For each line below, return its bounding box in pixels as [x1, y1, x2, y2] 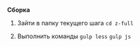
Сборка [7, 6, 30, 14]
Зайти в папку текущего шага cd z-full [17, 19, 134, 27]
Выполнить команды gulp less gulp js [17, 32, 131, 40]
